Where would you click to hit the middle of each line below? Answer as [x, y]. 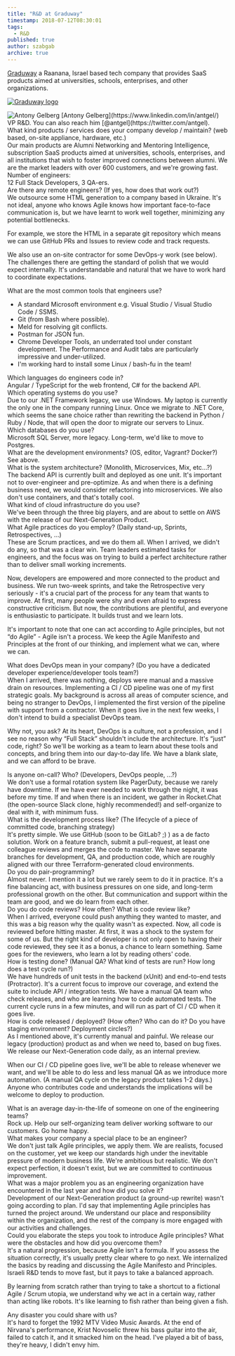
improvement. [27, 1175]
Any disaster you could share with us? [62, 1315]
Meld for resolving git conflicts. [62, 326]
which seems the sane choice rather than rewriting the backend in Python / [116, 415]
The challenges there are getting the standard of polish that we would [108, 262]
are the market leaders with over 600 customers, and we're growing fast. [113, 167]
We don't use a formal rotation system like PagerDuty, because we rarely [113, 782]
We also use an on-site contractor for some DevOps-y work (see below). [112, 255]
